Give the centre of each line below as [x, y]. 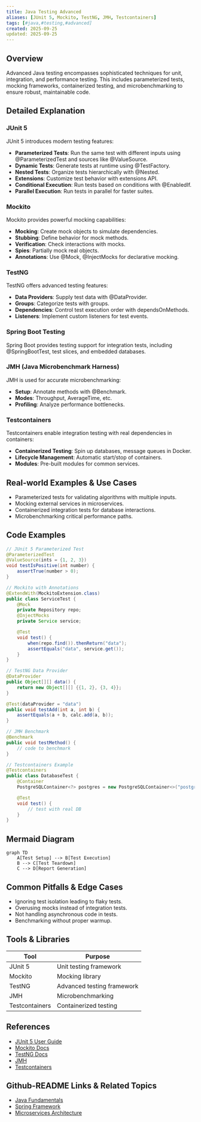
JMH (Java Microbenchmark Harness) [63, 367]
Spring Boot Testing [36, 332]
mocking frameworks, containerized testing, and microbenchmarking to [95, 85]
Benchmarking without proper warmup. [63, 920]
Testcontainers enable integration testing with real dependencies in [89, 433]
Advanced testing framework [98, 986]
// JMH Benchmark [28, 732]
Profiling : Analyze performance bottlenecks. [70, 404]
